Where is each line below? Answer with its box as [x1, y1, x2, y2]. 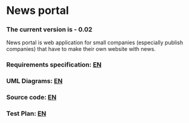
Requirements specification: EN [6, 61, 102, 69]
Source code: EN [6, 93, 56, 102]
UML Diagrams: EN [6, 77, 63, 85]
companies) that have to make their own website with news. [6, 45, 156, 53]
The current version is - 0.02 [6, 25, 93, 34]
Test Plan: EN [6, 110, 47, 118]
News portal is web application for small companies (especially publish [6, 39, 184, 46]
